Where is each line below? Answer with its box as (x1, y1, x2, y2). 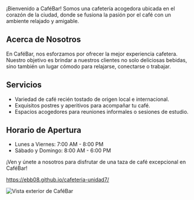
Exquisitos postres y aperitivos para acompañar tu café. (14, 101, 150, 109)
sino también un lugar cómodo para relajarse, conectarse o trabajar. (6, 63, 171, 70)
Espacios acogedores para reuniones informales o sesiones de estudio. (14, 108, 189, 115)
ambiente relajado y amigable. (6, 18, 80, 24)
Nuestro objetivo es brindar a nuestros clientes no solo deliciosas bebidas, (6, 56, 188, 64)
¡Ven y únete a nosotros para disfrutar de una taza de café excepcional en (6, 159, 186, 166)
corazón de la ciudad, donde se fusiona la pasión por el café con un (6, 11, 172, 18)
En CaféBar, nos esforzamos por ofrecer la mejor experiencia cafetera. (6, 50, 178, 57)
